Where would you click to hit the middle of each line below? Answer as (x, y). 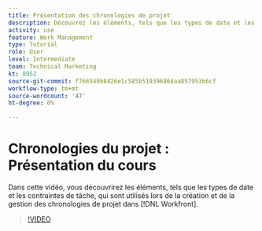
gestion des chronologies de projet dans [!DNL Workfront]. (103, 204)
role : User (26, 52)
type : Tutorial (33, 45)
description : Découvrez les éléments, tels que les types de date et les (132, 23)
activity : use (31, 30)
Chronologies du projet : (89, 149)
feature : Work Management (50, 37)
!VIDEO (39, 219)
